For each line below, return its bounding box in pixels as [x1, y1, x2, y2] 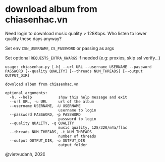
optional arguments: [5, 90, 48, 95]
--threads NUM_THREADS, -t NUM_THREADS [9, 129, 92, 134]
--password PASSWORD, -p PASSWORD [9, 112, 81, 117]
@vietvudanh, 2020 [5, 151, 46, 157]
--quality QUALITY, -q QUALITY [9, 120, 74, 126]
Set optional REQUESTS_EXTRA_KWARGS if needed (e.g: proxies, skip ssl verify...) [5, 54, 161, 60]
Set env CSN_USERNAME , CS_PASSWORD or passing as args [5, 45, 114, 51]
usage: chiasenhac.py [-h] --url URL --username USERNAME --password [5, 64, 152, 69]
